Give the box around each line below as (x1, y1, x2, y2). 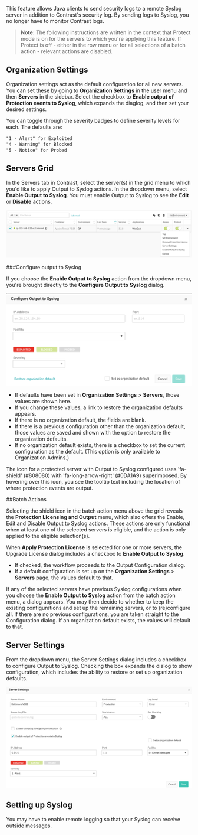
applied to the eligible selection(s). (6, 532, 90, 539)
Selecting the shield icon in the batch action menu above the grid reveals (6, 507, 183, 514)
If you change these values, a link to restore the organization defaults (14, 404, 183, 411)
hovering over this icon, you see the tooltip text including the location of (6, 478, 181, 485)
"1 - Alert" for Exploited (6, 135, 72, 141)
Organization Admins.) (14, 454, 70, 461)
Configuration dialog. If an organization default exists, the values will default (6, 617, 191, 624)
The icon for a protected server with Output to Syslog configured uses (6, 465, 177, 472)
